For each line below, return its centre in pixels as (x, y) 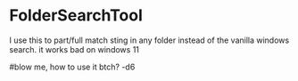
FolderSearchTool (76, 16)
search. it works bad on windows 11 (74, 49)
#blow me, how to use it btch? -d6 (72, 67)
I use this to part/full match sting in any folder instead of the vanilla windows (149, 40)
